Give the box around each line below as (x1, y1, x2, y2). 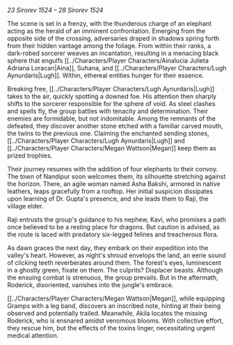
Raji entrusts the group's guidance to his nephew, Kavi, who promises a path (7, 215, 226, 224)
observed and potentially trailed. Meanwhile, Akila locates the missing (7, 309, 207, 317)
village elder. (7, 202, 44, 210)
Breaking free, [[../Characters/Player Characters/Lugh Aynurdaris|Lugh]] (7, 85, 215, 93)
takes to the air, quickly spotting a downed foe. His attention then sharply (7, 92, 217, 100)
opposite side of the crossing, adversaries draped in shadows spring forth (7, 34, 220, 43)
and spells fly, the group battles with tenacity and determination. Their (7, 107, 209, 115)
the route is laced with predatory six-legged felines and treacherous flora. (7, 230, 219, 238)
